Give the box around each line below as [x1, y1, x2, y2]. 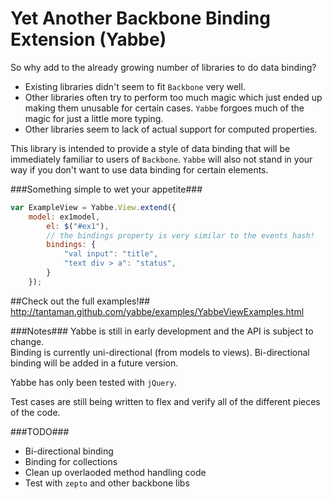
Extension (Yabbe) [10, 28, 167, 51]
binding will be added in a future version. [10, 357, 179, 369]
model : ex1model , [28, 212, 101, 222]
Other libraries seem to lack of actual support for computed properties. [24, 123, 318, 135]
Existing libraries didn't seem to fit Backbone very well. [24, 80, 246, 92]
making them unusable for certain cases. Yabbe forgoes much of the [24, 102, 305, 114]
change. [10, 335, 45, 347]
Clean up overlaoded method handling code [24, 466, 207, 478]
